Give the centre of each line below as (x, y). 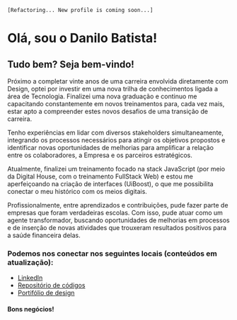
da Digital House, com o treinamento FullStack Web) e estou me (100, 176)
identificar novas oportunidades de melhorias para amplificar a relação (111, 148)
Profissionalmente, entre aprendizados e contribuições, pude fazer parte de (118, 205)
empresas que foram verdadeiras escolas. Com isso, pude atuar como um (115, 213)
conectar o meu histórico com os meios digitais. (77, 192)
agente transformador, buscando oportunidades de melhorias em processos (118, 220)
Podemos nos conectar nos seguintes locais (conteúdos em (112, 253)
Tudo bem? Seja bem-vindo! (71, 64)
